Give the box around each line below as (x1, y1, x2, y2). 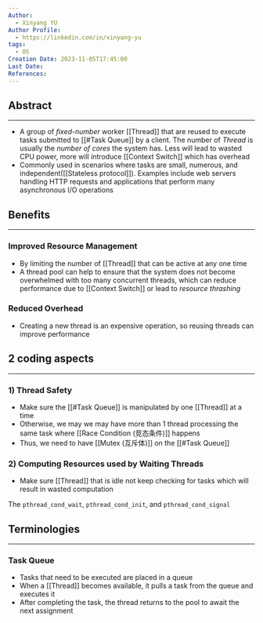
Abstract (8, 99, 52, 112)
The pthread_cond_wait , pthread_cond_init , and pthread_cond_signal (8, 500, 231, 509)
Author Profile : (8, 26, 61, 34)
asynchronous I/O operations (19, 185, 113, 195)
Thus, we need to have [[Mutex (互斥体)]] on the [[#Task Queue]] (19, 438, 230, 447)
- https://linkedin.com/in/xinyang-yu (15, 33, 142, 42)
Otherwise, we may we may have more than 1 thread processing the (19, 419, 239, 428)
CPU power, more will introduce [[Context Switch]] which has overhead (19, 152, 250, 162)
